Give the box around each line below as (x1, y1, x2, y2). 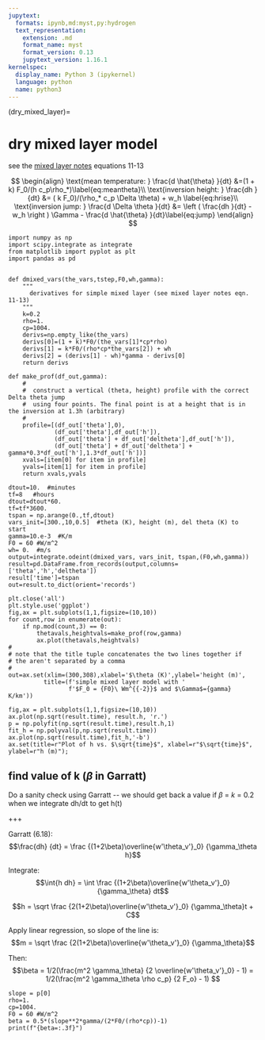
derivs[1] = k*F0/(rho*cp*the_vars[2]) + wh (22, 345, 172, 353)
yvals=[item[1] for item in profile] (22, 463, 147, 471)
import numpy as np (8, 234, 73, 242)
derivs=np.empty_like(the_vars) (22, 331, 129, 340)
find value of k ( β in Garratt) (8, 769, 147, 782)
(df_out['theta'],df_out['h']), (54, 428, 161, 436)
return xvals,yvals (22, 470, 87, 478)
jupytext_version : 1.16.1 (22, 56, 108, 64)
